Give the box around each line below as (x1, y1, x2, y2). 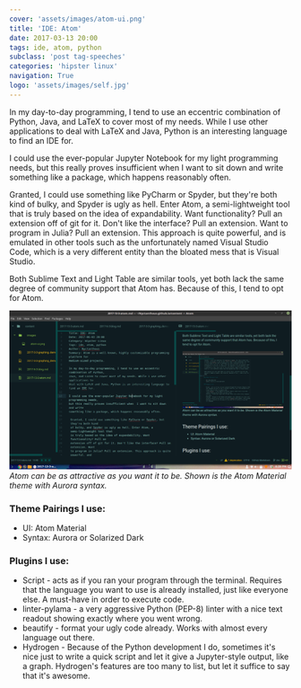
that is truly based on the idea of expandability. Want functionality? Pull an (9, 207, 283, 219)
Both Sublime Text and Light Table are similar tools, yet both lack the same (9, 273, 285, 284)
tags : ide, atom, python (9, 43, 102, 52)
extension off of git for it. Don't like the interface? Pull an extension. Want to (9, 217, 288, 228)
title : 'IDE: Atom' (9, 23, 82, 33)
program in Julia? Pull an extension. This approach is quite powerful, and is (9, 227, 287, 238)
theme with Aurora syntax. (9, 480, 107, 490)
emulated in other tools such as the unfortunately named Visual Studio (9, 236, 269, 247)
